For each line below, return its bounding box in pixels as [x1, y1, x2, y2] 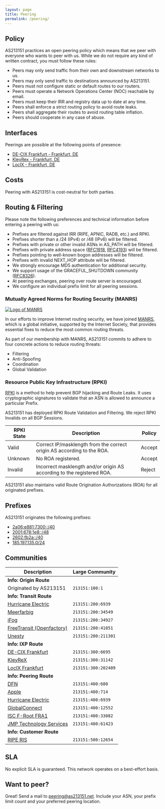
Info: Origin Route [7, 577, 50, 584]
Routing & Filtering [5, 203, 63, 212]
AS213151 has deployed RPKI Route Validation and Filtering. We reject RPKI [5, 410, 156, 416]
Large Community [73, 568, 116, 575]
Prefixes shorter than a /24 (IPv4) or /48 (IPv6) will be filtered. [12, 236, 138, 242]
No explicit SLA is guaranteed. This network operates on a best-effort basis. [5, 766, 159, 772]
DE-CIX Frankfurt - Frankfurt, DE [12, 151, 79, 157]
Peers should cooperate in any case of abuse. [12, 114, 106, 120]
